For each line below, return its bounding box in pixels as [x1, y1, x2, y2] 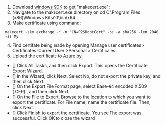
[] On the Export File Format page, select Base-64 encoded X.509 [12, 83, 147, 89]
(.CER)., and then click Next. [12, 89, 70, 94]
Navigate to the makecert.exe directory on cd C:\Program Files [12, 9, 140, 15]
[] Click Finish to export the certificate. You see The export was [12, 110, 142, 116]
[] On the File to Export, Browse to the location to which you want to [12, 94, 151, 100]
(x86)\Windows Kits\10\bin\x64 [12, 15, 76, 20]
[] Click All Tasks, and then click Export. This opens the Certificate [12, 63, 148, 68]
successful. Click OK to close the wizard [12, 115, 95, 121]
